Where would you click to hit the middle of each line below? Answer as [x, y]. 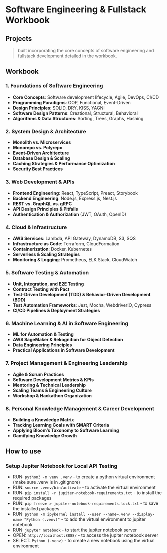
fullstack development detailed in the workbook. [67, 56]
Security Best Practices [38, 169]
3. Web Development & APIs [40, 182]
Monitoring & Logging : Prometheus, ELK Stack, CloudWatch [75, 259]
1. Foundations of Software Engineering [54, 86]
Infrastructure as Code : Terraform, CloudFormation [66, 244]
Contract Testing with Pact [41, 289]
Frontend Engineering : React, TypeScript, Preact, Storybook [75, 193]
